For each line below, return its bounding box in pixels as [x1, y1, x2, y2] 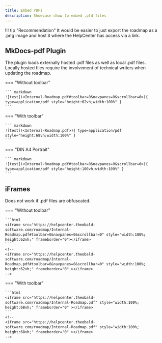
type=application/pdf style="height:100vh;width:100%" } [5, 167, 124, 171]
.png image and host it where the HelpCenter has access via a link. [5, 32, 140, 38]
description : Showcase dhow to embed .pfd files [5, 13, 107, 18]
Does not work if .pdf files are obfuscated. [5, 198, 91, 204]
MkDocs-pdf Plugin [5, 47, 66, 55]
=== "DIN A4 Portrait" [5, 146, 50, 152]
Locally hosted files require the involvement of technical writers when [5, 65, 146, 71]
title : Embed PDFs [5, 8, 43, 13]
